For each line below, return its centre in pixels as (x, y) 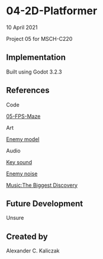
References (28, 90)
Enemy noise (22, 174)
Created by (27, 236)
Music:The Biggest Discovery (42, 185)
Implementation (36, 57)
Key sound (19, 162)
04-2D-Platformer (52, 11)
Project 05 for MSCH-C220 (39, 39)
